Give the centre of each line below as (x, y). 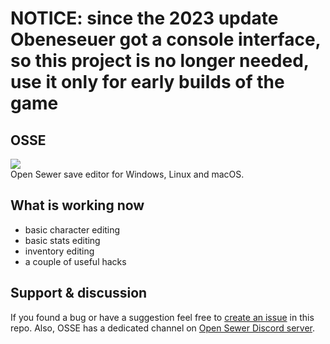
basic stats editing (62, 240)
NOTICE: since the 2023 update (144, 18)
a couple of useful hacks (75, 261)
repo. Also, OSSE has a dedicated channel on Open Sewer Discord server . (163, 328)
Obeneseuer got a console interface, (166, 39)
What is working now (77, 205)
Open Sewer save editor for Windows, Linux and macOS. (127, 174)
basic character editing (72, 229)
